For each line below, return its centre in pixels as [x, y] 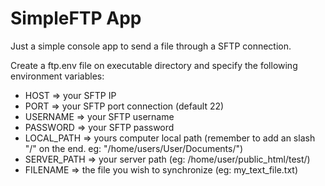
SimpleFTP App [76, 18]
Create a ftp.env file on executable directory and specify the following [154, 65]
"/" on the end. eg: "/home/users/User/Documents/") [134, 148]
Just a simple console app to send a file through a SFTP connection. [151, 46]
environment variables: [57, 76]
